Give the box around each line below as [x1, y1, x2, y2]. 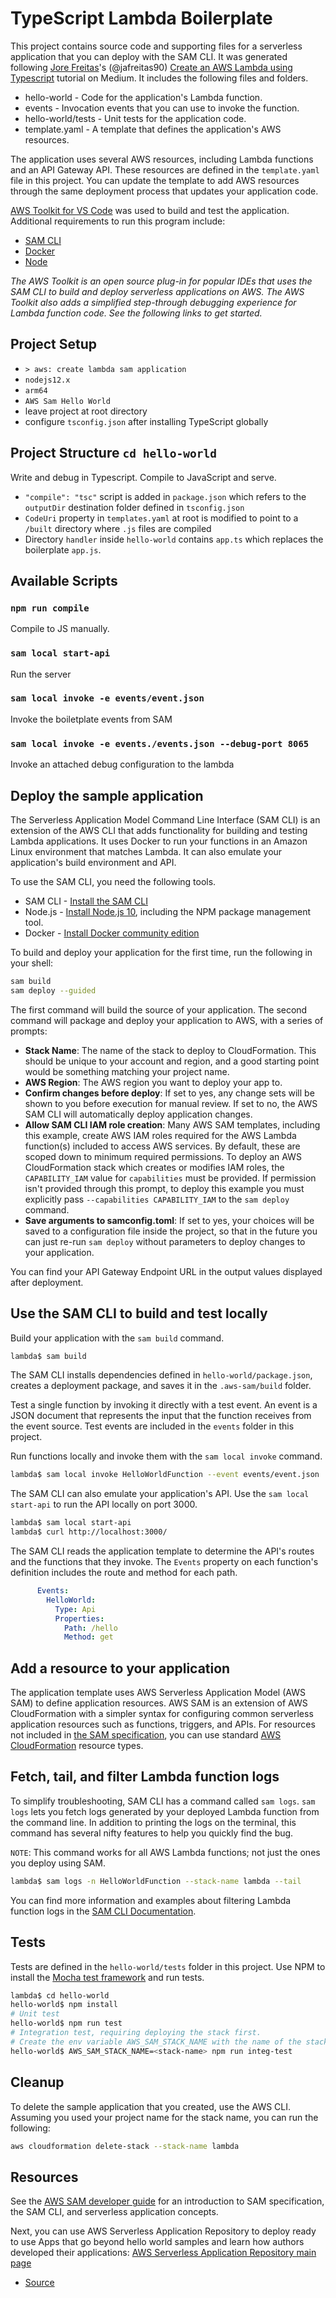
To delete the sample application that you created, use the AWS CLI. [10, 2100, 292, 2112]
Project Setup [10, 336, 98, 353]
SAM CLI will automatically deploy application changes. [24, 1108, 253, 1120]
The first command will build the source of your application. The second [10, 1003, 308, 1016]
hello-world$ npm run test [10, 2018, 123, 2029]
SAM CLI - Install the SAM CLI [24, 895, 148, 907]
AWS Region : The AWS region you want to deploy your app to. [24, 1076, 283, 1088]
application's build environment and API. [10, 856, 177, 868]
